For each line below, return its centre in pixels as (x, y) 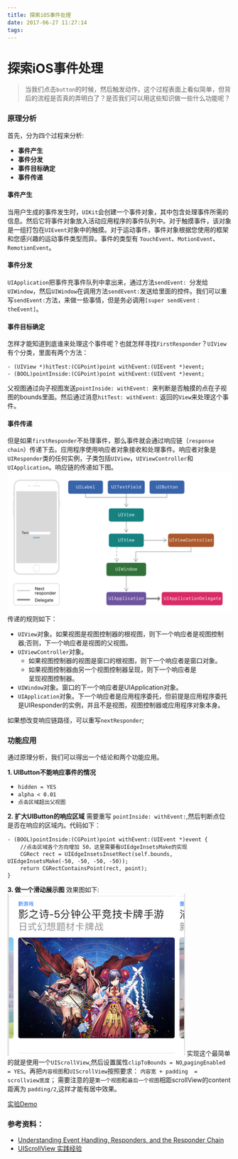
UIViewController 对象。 (53, 652)
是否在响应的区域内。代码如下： (54, 825)
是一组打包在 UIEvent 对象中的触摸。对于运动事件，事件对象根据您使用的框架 (118, 229)
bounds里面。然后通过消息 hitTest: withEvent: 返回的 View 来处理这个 (121, 397)
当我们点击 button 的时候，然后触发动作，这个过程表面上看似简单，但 (125, 90)
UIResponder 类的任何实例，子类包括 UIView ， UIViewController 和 (101, 458)
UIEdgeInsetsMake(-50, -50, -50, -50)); (68, 862)
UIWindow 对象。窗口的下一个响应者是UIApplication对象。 (100, 687)
